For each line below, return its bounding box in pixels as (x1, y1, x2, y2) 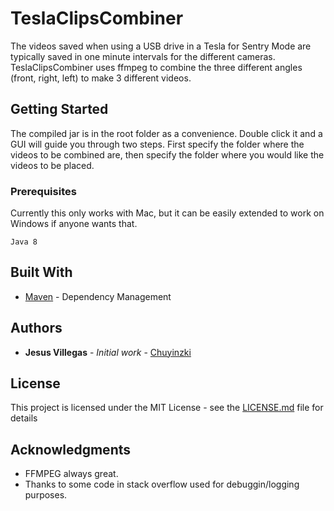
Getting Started (10, 101, 109, 118)
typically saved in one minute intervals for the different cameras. (10, 50, 276, 62)
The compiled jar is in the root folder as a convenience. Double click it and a (10, 127, 323, 139)
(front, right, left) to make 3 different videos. (10, 72, 192, 84)
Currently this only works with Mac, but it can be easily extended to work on (10, 207, 325, 219)
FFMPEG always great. (24, 468, 119, 480)
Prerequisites (10, 184, 77, 198)
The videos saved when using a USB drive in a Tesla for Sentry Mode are (10, 40, 312, 52)
